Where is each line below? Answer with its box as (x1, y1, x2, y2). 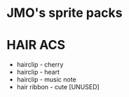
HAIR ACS (6, 37, 66, 53)
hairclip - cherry (16, 60, 64, 69)
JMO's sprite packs (6, 5, 123, 21)
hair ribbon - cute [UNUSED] (16, 83, 100, 91)
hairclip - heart (16, 68, 60, 77)
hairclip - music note (16, 75, 76, 84)
